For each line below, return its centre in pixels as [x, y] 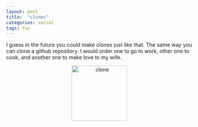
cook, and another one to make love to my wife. [64, 57]
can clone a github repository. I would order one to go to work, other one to [98, 51]
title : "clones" [27, 17]
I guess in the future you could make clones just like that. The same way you [99, 45]
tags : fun [18, 28]
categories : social [30, 22]
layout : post [22, 12]
